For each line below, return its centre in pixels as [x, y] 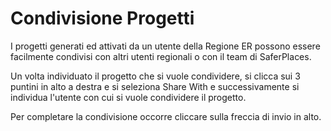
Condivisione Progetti [102, 18]
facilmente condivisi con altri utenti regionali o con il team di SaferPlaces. [161, 56]
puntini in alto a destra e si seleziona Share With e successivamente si [155, 86]
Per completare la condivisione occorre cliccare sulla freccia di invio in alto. [166, 116]
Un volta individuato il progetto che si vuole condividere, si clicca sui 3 [155, 76]
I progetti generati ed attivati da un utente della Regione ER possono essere [165, 46]
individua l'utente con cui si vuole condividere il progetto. [128, 97]
